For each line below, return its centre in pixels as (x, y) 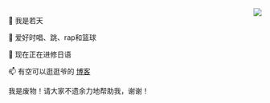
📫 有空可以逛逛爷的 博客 (49, 71)
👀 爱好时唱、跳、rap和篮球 (52, 38)
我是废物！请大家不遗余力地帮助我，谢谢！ (79, 91)
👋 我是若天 (26, 20)
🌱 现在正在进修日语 (40, 54)
